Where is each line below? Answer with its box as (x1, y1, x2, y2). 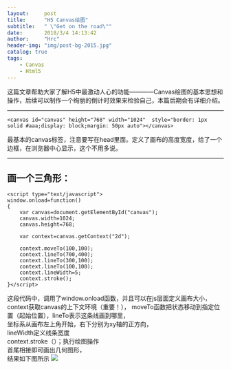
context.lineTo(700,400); (19, 251, 94, 258)
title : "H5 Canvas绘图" (7, 17, 89, 23)
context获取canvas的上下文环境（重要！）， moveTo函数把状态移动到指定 (7, 303, 214, 311)
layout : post (7, 10, 57, 17)
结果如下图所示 (7, 355, 49, 363)
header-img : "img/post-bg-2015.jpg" (7, 42, 112, 49)
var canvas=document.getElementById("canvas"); (19, 209, 158, 216)
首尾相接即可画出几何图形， (7, 346, 86, 355)
